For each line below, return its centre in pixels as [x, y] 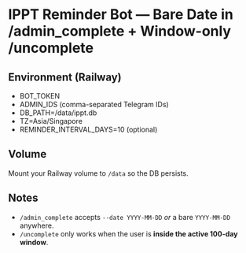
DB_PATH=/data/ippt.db [58, 113]
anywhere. [37, 225]
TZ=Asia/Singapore [51, 121]
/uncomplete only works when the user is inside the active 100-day [129, 233]
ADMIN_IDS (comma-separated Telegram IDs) [94, 104]
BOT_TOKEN [40, 96]
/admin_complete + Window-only [120, 31]
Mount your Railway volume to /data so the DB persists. [98, 173]
